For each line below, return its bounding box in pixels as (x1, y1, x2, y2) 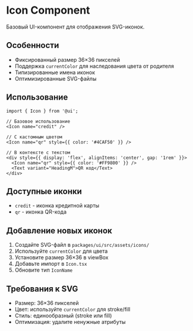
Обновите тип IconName (14, 266, 73, 273)
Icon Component (6, 4, 90, 17)
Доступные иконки (6, 186, 82, 196)
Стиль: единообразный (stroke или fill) (14, 312, 112, 319)
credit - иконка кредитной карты (14, 202, 100, 209)
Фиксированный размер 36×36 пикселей (14, 56, 121, 63)
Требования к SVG (6, 284, 78, 294)
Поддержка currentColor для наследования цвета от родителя (14, 62, 174, 69)
